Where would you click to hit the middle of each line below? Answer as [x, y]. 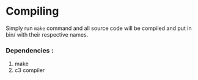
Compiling [32, 11]
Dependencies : [30, 50]
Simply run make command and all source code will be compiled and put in [99, 28]
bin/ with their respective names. [47, 34]
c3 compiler [30, 70]
